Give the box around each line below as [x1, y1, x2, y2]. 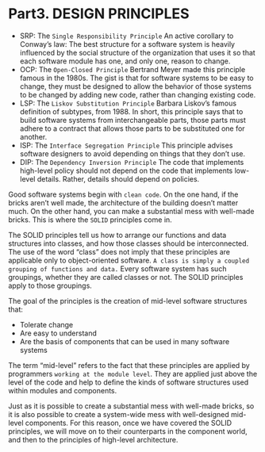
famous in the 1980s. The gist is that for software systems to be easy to [19, 73, 254, 82]
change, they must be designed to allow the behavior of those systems [19, 81, 252, 91]
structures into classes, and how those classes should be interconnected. [8, 239, 249, 248]
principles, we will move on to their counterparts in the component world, [8, 426, 248, 436]
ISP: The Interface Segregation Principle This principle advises [19, 140, 233, 150]
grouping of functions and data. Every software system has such [8, 263, 227, 274]
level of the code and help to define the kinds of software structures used [8, 377, 249, 387]
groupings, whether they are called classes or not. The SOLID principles [8, 272, 244, 282]
